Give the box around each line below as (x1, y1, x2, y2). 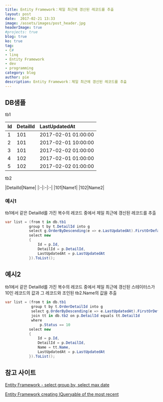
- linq (5, 52, 18, 57)
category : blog (5, 70, 36, 75)
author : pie (5, 75, 29, 80)
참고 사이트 (5, 368, 36, 377)
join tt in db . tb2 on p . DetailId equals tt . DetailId (31, 314, 140, 318)
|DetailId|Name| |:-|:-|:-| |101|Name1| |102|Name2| (5, 185, 105, 191)
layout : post (5, 12, 32, 17)
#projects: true (5, 30, 38, 34)
